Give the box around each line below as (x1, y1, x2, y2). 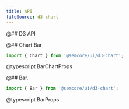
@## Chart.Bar (6, 41, 42, 48)
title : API (6, 8, 33, 15)
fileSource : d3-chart (6, 14, 59, 20)
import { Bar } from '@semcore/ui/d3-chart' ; (6, 86, 118, 92)
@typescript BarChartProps (6, 63, 73, 70)
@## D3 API (6, 30, 36, 37)
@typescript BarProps (6, 96, 60, 103)
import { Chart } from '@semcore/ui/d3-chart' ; (6, 52, 124, 58)
